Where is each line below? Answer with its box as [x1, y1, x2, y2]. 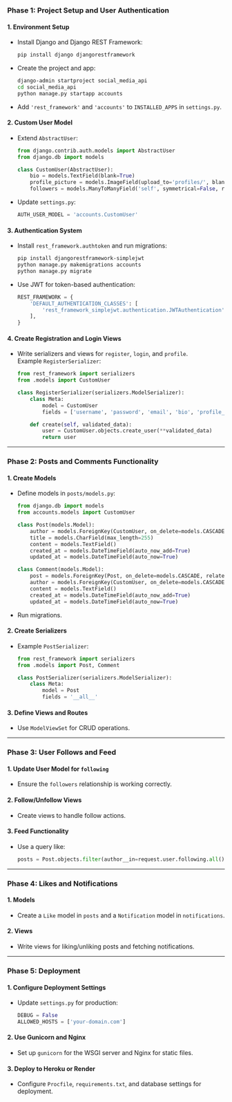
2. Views [7, 927, 33, 935]
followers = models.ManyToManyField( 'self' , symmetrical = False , [30, 185, 219, 192]
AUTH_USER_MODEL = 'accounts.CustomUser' [17, 212, 139, 218]
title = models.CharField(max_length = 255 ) [30, 534, 154, 541]
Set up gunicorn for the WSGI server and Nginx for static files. [17, 1049, 193, 1057]
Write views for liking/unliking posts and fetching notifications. [17, 942, 195, 951]
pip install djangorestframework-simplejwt [17, 255, 145, 262]
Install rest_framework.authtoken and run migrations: [17, 241, 168, 250]
